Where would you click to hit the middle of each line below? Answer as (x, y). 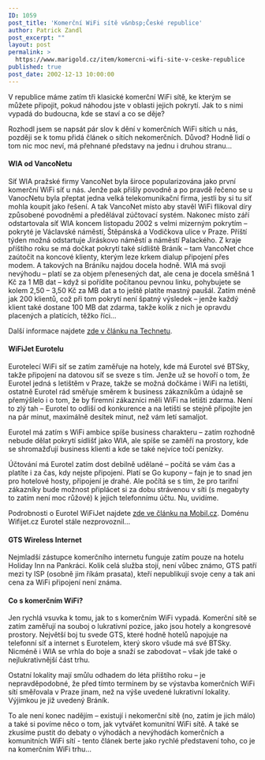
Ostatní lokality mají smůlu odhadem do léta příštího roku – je (107, 675)
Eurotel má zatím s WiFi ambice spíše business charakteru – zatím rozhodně (132, 432)
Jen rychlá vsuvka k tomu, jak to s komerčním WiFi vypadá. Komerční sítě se (132, 618)
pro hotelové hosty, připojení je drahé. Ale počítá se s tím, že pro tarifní (123, 481)
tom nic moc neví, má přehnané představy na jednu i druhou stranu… (120, 145)
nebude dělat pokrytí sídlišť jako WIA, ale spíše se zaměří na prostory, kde (128, 441)
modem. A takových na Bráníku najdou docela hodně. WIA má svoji (117, 265)
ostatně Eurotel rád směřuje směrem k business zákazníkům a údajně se (125, 392)
